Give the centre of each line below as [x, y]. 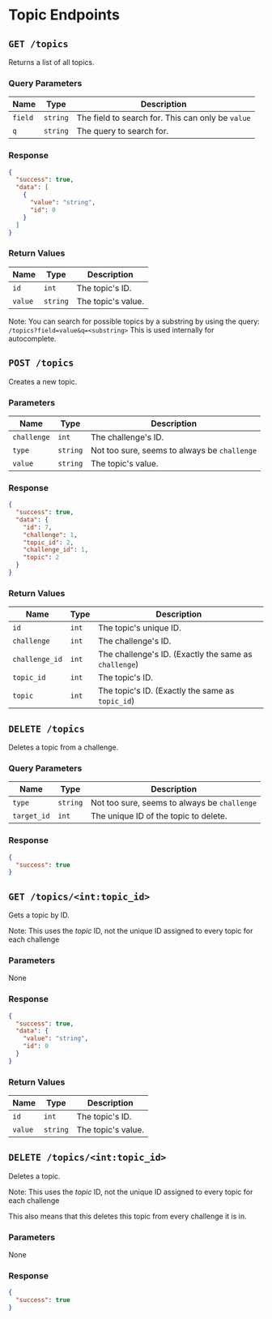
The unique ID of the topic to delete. [159, 816]
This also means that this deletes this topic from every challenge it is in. [127, 1216]
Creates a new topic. [43, 381]
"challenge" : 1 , [51, 535]
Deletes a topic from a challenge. [64, 747]
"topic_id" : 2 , [49, 542]
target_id [31, 816]
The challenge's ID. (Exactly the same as [175, 655]
